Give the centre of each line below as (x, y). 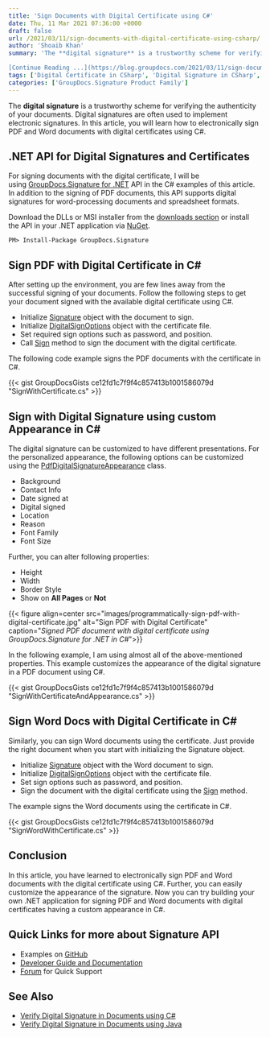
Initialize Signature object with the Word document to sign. (117, 765)
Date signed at (44, 498)
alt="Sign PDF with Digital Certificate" (145, 622)
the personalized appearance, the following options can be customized (126, 457)
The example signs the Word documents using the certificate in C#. (120, 806)
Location (35, 515)
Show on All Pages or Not (63, 598)
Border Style (41, 589)
